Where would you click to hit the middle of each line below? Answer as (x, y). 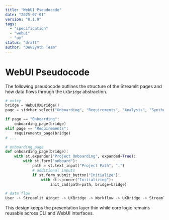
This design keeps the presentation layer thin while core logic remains (78, 208)
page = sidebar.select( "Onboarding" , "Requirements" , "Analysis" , (76, 110)
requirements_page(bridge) (43, 133)
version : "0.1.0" (23, 19)
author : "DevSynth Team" (31, 47)
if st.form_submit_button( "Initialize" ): (76, 175)
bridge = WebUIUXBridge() (32, 105)
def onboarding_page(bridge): (37, 152)
